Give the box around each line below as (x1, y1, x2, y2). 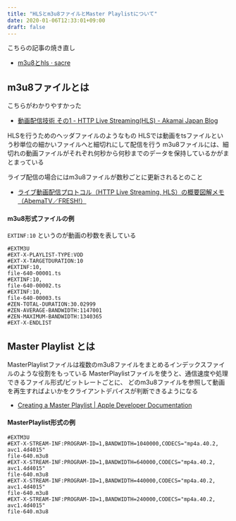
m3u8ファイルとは (7, 81, 89, 93)
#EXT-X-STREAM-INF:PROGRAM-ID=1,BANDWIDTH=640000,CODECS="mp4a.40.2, (7, 459, 216, 466)
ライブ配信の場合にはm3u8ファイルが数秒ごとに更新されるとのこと (7, 173, 203, 181)
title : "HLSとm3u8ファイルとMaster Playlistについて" (7, 10, 158, 18)
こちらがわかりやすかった (7, 102, 82, 110)
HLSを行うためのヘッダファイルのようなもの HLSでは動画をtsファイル (7, 131, 211, 140)
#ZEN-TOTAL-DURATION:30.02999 (7, 301, 97, 308)
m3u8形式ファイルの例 (7, 214, 75, 222)
